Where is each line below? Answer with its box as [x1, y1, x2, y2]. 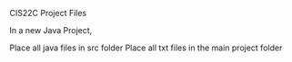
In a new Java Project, [9, 25, 93, 35]
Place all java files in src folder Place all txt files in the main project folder [9, 42, 283, 53]
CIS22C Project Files [9, 8, 87, 18]
